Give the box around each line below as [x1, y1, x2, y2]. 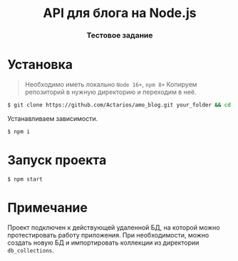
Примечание [7, 199, 88, 215]
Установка [7, 57, 73, 73]
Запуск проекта [7, 151, 107, 168]
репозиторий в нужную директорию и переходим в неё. [24, 87, 197, 97]
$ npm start [7, 176, 43, 183]
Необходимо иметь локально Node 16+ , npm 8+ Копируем [24, 80, 197, 89]
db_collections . [7, 245, 55, 254]
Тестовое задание [86, 31, 153, 41]
